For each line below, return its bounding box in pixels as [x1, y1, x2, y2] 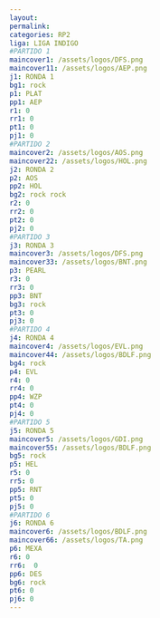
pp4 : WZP [9, 392, 42, 401]
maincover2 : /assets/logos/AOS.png [9, 148, 144, 157]
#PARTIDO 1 [9, 47, 51, 56]
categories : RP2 [9, 30, 71, 39]
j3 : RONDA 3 [9, 241, 54, 250]
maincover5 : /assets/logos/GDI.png [9, 434, 144, 444]
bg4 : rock [9, 359, 47, 368]
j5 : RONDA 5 [9, 426, 54, 435]
